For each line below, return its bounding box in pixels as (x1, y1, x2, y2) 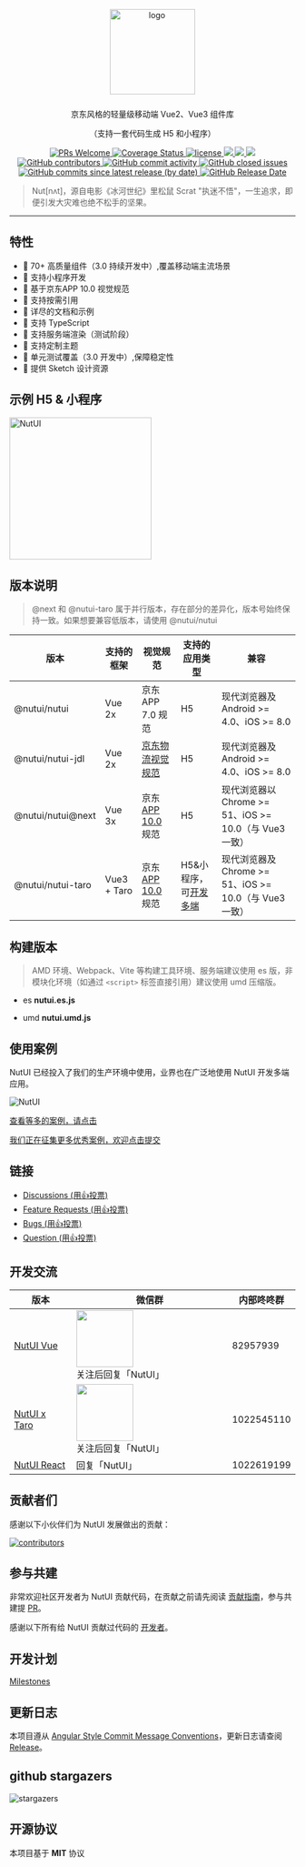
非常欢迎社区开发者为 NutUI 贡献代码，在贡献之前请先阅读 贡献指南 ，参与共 (9, 1591, 292, 1602)
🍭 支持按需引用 (22, 294, 79, 305)
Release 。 (9, 1741, 48, 1752)
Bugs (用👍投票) (22, 1217, 83, 1228)
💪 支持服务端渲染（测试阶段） (22, 328, 134, 339)
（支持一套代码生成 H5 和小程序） (89, 128, 216, 138)
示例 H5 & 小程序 (9, 392, 103, 408)
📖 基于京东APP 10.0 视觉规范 (22, 283, 130, 294)
